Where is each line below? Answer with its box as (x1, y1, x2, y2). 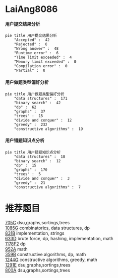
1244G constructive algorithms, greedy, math (5, 257, 98, 263)
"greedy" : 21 (14, 180, 46, 185)
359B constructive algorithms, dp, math (5, 251, 86, 257)
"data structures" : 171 (14, 96, 68, 101)
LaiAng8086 (5, 3, 58, 15)
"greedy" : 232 (14, 122, 48, 127)
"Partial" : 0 (14, 68, 46, 73)
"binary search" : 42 (14, 100, 61, 105)
